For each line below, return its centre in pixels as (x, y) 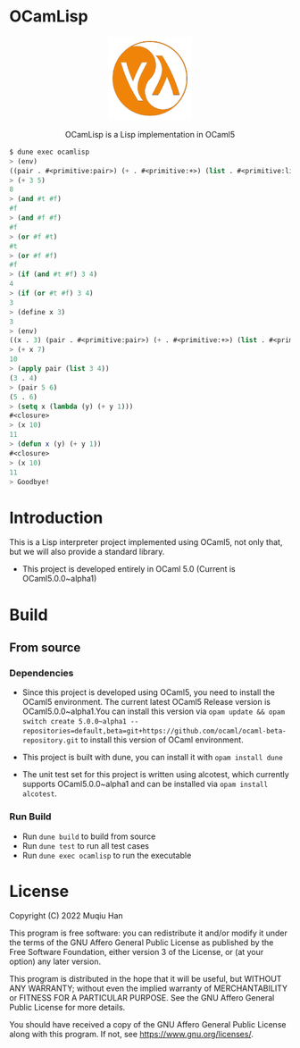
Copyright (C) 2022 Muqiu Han (66, 916)
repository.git (50, 741)
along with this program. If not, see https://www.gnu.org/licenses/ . (132, 1035)
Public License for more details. (67, 1008)
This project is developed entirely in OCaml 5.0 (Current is (129, 569)
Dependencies (42, 673)
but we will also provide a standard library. (87, 552)
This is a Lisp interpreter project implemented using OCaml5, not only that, (146, 542)
